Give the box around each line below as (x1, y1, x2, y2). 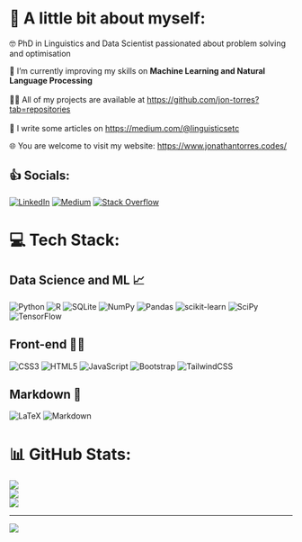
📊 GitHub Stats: (9, 444, 132, 465)
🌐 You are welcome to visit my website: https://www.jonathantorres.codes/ (9, 140, 288, 151)
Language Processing (9, 75, 93, 86)
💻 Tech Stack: (9, 230, 120, 250)
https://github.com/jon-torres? (147, 94, 260, 104)
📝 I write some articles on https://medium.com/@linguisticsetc (9, 122, 240, 133)
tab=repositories (9, 104, 71, 114)
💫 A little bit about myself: (9, 8, 206, 29)
